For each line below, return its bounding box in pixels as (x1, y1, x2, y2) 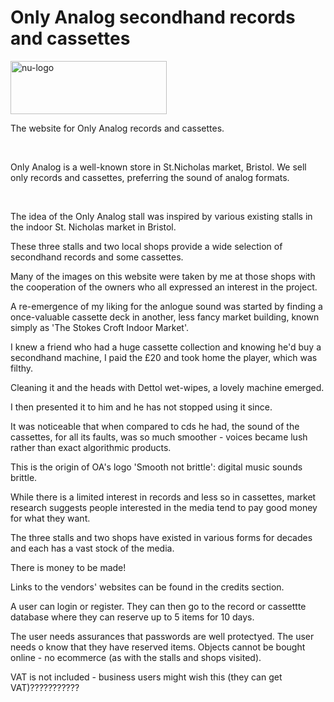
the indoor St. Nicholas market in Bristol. (10, 221, 177, 233)
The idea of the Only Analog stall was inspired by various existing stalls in (10, 210, 313, 222)
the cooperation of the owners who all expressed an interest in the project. (10, 281, 318, 293)
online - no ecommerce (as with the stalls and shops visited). (10, 651, 262, 663)
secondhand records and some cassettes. (10, 251, 184, 263)
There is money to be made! (10, 561, 127, 573)
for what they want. (10, 512, 91, 524)
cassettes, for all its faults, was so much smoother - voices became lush (10, 431, 308, 443)
